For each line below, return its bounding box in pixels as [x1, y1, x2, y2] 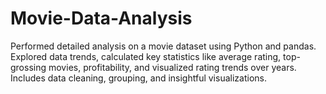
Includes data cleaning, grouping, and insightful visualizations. [10, 72, 267, 84]
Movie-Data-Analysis [10, 7, 193, 30]
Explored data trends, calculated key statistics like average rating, [10, 50, 282, 62]
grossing [10, 61, 47, 73]
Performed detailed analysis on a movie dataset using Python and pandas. [10, 40, 317, 52]
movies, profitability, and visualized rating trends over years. [48, 61, 297, 73]
